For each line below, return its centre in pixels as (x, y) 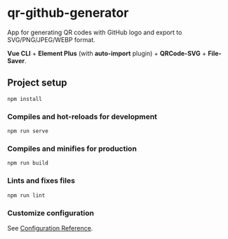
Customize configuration (51, 213)
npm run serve (28, 131)
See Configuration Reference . (50, 228)
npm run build (28, 163)
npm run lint (26, 195)
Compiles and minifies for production (72, 149)
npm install (25, 99)
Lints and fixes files (41, 181)
